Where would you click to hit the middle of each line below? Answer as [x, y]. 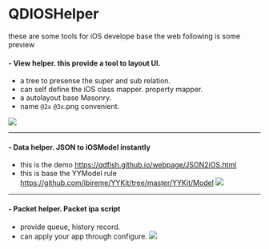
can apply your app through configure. [84, 236]
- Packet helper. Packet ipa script [64, 208]
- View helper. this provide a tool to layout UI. [84, 63]
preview [22, 44]
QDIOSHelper [54, 14]
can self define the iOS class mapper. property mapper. [111, 90]
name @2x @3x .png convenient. [70, 106]
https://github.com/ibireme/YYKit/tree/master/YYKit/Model [117, 183]
